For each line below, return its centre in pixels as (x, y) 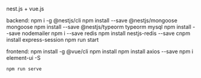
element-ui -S (24, 58)
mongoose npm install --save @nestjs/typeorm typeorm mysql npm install (99, 27)
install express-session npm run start (52, 40)
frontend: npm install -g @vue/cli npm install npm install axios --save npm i (100, 51)
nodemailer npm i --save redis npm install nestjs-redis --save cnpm (106, 33)
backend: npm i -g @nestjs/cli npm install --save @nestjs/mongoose (92, 20)
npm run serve (24, 69)
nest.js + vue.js (25, 9)
